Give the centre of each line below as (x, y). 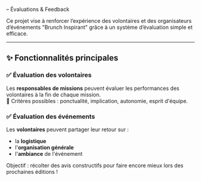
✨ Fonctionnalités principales (62, 58)
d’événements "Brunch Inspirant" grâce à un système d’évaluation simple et (100, 27)
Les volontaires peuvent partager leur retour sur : (68, 129)
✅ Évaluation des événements (51, 116)
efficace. (17, 34)
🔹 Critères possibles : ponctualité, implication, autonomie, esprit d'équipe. (97, 101)
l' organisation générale (44, 147)
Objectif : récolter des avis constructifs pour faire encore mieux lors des (95, 165)
